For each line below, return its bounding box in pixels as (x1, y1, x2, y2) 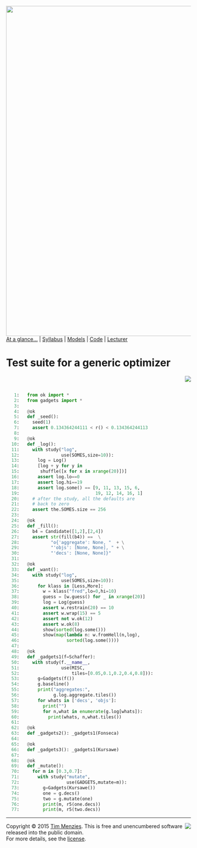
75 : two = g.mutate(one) (11, 796, 93, 802)
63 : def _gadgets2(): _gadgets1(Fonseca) (11, 731, 119, 736)
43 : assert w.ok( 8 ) (11, 621, 80, 627)
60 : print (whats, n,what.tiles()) (11, 714, 122, 720)
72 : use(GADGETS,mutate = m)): (11, 779, 127, 786)
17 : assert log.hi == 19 (11, 479, 83, 485)
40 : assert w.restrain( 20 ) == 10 (11, 605, 114, 611)
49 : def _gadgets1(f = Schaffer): (11, 654, 96, 660)
